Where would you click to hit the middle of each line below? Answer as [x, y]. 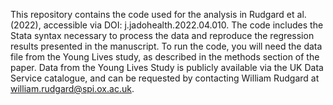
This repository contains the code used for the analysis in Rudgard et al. [158, 14]
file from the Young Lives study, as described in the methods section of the [165, 57]
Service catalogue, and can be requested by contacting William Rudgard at [165, 78]
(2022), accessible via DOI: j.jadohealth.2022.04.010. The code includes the [167, 25]
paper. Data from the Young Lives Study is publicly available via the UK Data [167, 67]
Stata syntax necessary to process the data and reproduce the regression [162, 35]
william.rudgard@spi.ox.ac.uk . [72, 88]
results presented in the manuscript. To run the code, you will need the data [166, 46]
